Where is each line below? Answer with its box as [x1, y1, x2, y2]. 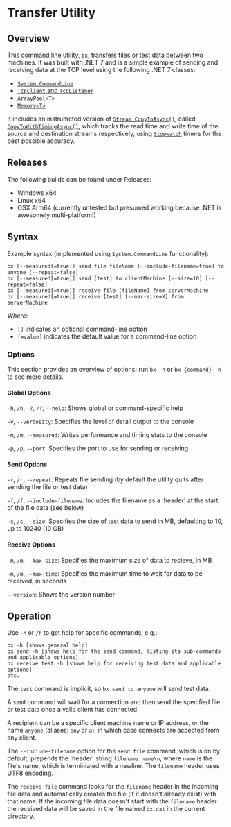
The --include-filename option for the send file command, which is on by [7, 747, 220, 756]
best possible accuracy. [7, 137, 75, 145]
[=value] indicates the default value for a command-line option [17, 332, 197, 341]
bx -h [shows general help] [7, 642, 89, 649]
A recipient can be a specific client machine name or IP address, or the [7, 719, 210, 727]
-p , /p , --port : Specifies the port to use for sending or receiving [7, 444, 189, 452]
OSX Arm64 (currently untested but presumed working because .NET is [17, 203, 222, 212]
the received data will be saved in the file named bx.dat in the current [7, 805, 205, 813]
